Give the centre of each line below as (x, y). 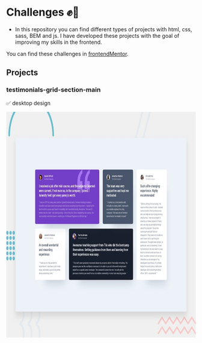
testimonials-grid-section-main (54, 90)
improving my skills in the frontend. (58, 42)
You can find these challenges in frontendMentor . (67, 54)
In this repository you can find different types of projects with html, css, (103, 29)
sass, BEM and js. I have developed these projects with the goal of (97, 36)
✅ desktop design (29, 103)
